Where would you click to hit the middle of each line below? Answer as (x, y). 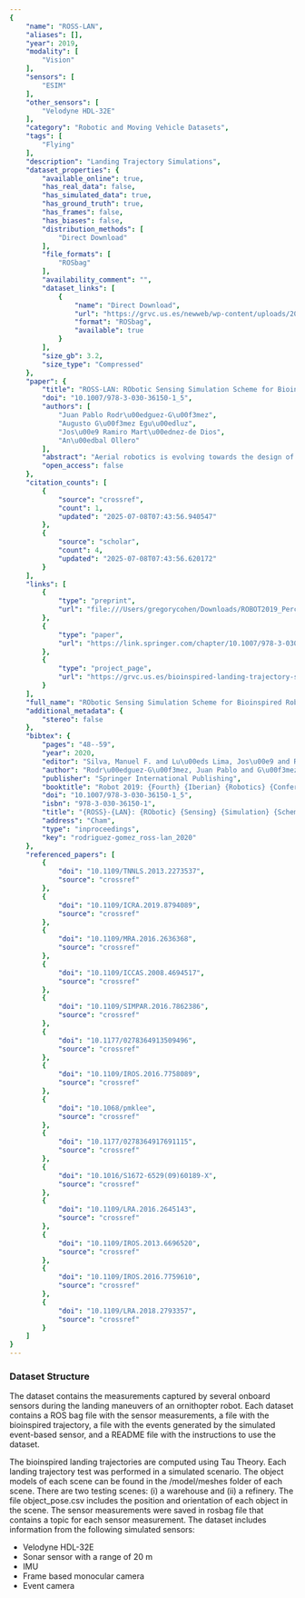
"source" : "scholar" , (99, 542)
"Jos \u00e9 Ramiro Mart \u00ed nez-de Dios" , (141, 432)
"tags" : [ (44, 136)
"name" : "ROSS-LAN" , (64, 26)
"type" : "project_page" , (105, 669)
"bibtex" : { (48, 736)
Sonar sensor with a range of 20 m (87, 1557)
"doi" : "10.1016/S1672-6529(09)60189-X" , (138, 1175)
